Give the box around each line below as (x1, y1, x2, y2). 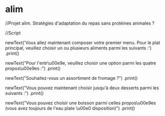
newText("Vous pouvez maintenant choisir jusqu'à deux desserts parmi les (5, 84, 159, 91)
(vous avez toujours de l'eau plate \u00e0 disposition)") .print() (5, 105, 135, 111)
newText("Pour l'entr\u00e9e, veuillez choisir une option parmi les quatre (5, 60, 156, 66)
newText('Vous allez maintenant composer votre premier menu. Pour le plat (5, 39, 160, 46)
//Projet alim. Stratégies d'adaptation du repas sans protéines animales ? (5, 20, 155, 26)
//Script (5, 30, 21, 36)
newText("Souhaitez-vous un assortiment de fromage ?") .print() (5, 75, 138, 81)
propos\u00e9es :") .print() (5, 65, 61, 71)
